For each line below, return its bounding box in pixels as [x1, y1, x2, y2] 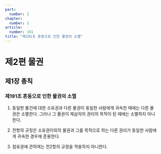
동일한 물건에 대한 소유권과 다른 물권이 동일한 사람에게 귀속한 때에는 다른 [12, 105, 149, 110]
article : [5, 25, 23, 30]
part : [5, 7, 16, 12]
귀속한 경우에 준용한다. [17, 133, 60, 139]
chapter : [5, 16, 23, 21]
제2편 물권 [5, 57, 44, 68]
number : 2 [9, 12, 29, 16]
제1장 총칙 [5, 77, 33, 85]
